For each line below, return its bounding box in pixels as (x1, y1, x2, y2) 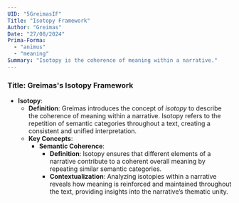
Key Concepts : (28, 135, 73, 143)
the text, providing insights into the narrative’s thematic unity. (49, 187, 229, 196)
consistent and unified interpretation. (28, 127, 137, 135)
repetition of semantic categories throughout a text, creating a (28, 119, 211, 128)
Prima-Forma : (7, 37, 46, 44)
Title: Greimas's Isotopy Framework (7, 80, 134, 90)
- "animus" (14, 43, 46, 51)
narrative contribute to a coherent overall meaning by (49, 157, 206, 166)
